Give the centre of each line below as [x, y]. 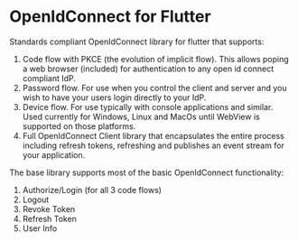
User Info [40, 228]
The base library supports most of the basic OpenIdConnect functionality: [147, 172]
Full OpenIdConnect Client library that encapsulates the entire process [153, 135]
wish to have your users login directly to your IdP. [114, 97]
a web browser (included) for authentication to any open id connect [148, 69]
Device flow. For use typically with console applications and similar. [148, 107]
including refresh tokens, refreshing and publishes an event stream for [153, 145]
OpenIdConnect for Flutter [110, 17]
